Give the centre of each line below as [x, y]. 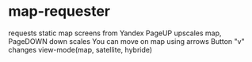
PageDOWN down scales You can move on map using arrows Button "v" [126, 41]
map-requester [59, 11]
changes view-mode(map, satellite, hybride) [80, 49]
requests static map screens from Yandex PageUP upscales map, [115, 33]
